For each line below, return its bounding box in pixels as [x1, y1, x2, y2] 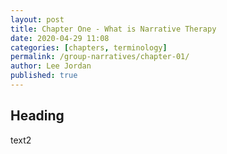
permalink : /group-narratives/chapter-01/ [10, 52, 190, 62]
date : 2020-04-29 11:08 [10, 33, 110, 43]
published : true [10, 71, 78, 81]
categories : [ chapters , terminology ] [10, 42, 168, 53]
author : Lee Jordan [10, 61, 92, 71]
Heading [10, 107, 65, 125]
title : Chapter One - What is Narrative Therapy [10, 24, 217, 34]
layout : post [10, 14, 65, 25]
